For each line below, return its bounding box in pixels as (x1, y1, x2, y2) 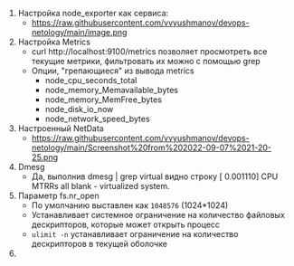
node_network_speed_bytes (44, 113, 151, 124)
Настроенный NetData (17, 123, 104, 134)
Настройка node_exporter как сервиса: (17, 8, 169, 18)
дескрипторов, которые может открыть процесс (31, 219, 220, 230)
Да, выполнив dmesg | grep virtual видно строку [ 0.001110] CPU (31, 171, 279, 182)
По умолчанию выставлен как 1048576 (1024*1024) (31, 200, 229, 211)
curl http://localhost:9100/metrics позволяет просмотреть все (31, 46, 268, 57)
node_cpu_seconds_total (44, 75, 138, 85)
